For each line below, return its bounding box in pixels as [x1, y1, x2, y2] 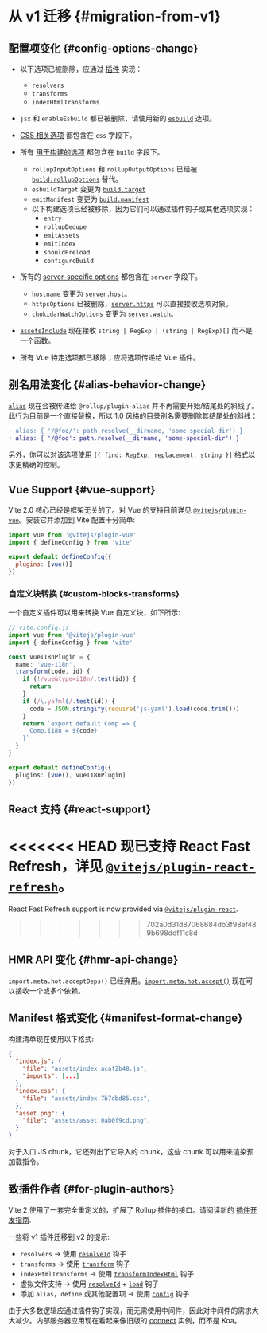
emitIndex [43, 240, 76, 248]
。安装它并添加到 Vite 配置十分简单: [18, 515, 136, 525]
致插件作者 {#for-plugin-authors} [8, 1182, 175, 1196]
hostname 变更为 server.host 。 [31, 289, 132, 298]
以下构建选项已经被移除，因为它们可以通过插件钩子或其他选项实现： [31, 204, 255, 214]
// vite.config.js [8, 623, 69, 632]
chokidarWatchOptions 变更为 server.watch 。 [31, 309, 178, 318]
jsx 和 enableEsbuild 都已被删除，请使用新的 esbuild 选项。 [19, 113, 217, 123]
